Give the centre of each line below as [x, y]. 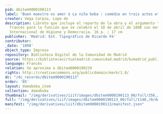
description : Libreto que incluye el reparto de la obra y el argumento [80, 23]
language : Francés [24, 64]
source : [13, 59]
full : [10, 100]
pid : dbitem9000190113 [28, 9]
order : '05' [17, 81]
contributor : [18, 41]
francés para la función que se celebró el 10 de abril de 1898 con [80, 28]
